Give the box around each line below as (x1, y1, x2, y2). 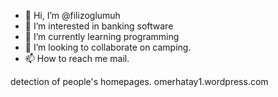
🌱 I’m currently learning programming (24, 31, 180, 42)
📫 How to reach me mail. (24, 53, 130, 64)
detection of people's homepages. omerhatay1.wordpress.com (10, 76, 269, 87)
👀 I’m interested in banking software (24, 20, 174, 32)
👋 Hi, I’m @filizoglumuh (24, 10, 121, 21)
